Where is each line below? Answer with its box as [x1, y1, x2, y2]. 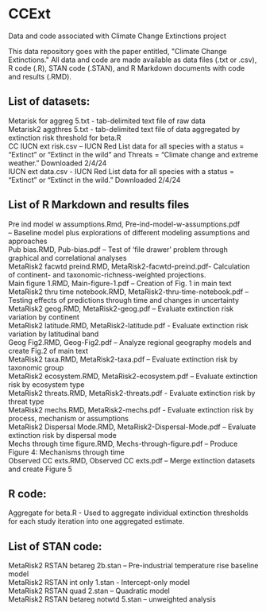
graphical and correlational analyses [8, 253, 127, 262]
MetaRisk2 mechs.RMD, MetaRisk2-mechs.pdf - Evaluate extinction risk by [8, 405, 254, 414]
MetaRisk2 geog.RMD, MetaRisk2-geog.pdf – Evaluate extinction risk [8, 304, 234, 313]
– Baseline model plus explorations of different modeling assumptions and [8, 227, 250, 237]
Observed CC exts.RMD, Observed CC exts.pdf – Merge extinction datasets [8, 455, 256, 465]
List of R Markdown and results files [8, 198, 190, 211]
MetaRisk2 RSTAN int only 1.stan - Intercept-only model [8, 578, 191, 587]
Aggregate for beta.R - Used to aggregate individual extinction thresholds [8, 508, 249, 517]
